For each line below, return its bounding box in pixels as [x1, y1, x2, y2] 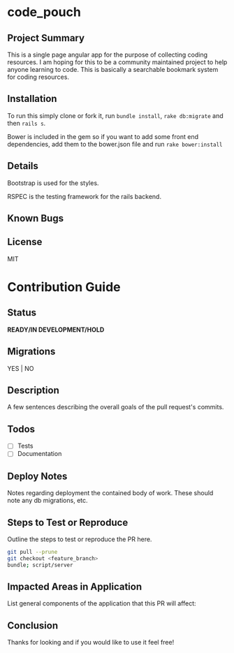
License [7, 236, 43, 248]
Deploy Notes [7, 470, 68, 482]
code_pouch [7, 4, 82, 20]
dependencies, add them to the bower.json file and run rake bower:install [7, 140, 223, 148]
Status [7, 307, 37, 318]
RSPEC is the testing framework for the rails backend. [7, 192, 162, 200]
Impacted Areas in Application [7, 581, 142, 593]
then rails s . [7, 119, 46, 127]
